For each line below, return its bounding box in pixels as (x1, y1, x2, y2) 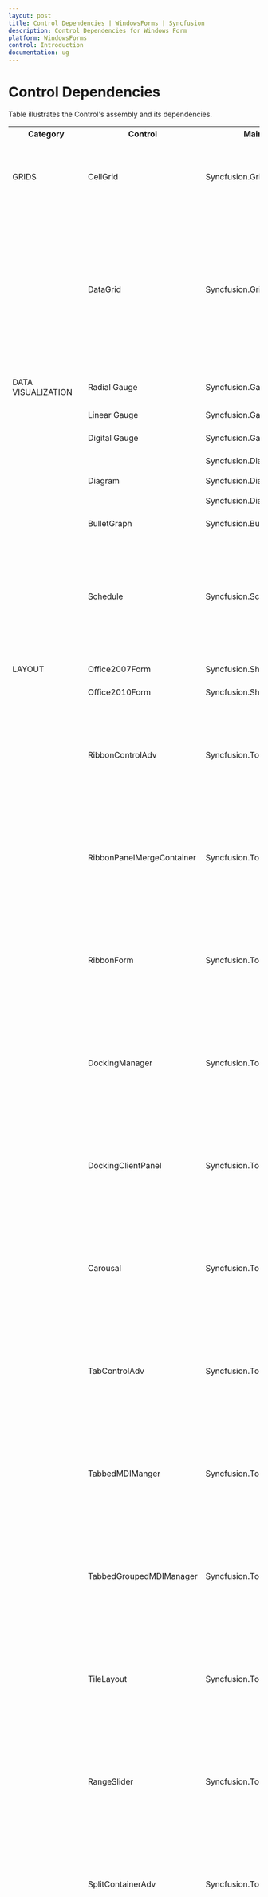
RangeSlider (87, 1776, 134, 1787)
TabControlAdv (87, 1365, 145, 1376)
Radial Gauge (87, 381, 138, 392)
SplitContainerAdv (87, 1879, 156, 1890)
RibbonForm (87, 954, 134, 966)
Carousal (87, 1262, 122, 1273)
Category (27, 128, 65, 140)
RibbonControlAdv (87, 749, 157, 760)
